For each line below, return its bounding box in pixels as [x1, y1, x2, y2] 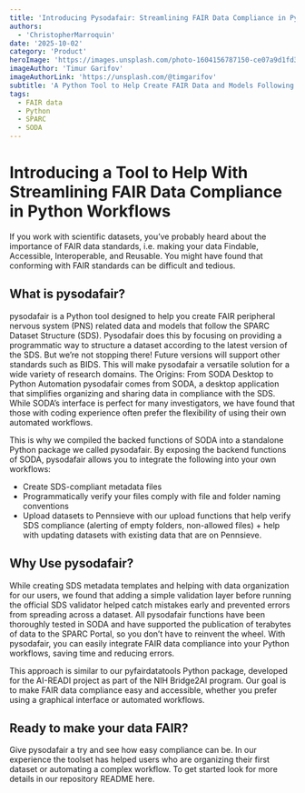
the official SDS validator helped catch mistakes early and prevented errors [9, 599, 290, 610]
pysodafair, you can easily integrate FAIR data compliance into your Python [9, 637, 290, 648]
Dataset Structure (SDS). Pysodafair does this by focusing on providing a [9, 329, 282, 341]
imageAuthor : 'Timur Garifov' [9, 65, 124, 74]
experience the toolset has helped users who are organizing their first [9, 754, 271, 765]
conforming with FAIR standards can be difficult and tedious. [9, 260, 236, 271]
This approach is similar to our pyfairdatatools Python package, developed [9, 665, 289, 676]
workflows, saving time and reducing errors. [9, 647, 175, 658]
